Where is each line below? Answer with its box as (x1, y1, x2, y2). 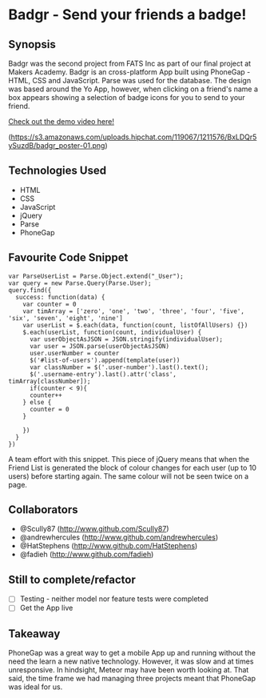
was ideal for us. (8, 682, 63, 692)
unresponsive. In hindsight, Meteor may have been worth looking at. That (8, 665, 249, 675)
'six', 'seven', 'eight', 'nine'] (8, 314, 124, 322)
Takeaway (8, 627, 61, 640)
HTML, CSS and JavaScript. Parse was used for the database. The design (8, 76, 252, 85)
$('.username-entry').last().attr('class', (29, 370, 177, 378)
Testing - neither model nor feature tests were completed (19, 594, 209, 604)
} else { (22, 398, 52, 406)
